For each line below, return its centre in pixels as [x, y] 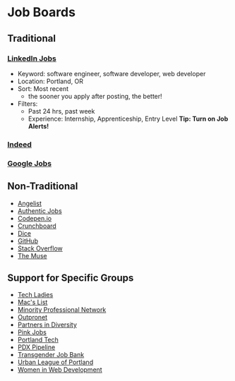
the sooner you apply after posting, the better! [95, 96]
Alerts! [38, 126]
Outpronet [32, 317]
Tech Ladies [35, 295]
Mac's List [32, 302]
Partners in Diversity [47, 325]
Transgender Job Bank [51, 355]
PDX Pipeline [36, 347]
